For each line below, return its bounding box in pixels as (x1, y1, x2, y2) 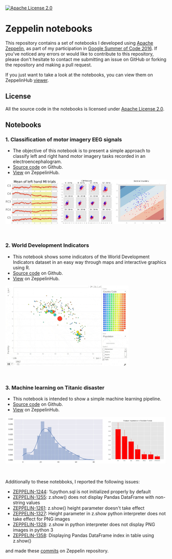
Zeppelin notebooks (5, 23, 93, 34)
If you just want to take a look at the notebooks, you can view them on (5, 71, 153, 78)
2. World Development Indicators (5, 242, 90, 249)
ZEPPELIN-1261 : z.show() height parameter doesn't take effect (12, 504, 145, 511)
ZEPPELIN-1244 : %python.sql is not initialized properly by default (12, 489, 151, 495)
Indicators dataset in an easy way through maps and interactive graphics (12, 259, 166, 265)
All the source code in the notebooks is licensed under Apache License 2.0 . (5, 105, 165, 112)
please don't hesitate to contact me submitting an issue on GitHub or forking (5, 56, 166, 62)
